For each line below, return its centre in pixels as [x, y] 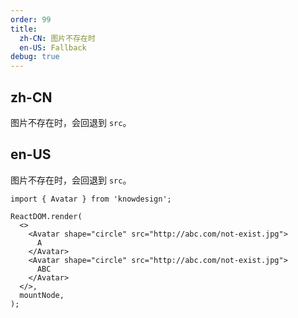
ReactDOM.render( [46, 216]
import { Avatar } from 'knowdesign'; [91, 199]
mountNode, [42, 295]
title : [24, 29]
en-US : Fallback [53, 47]
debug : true [35, 57]
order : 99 [31, 19]
